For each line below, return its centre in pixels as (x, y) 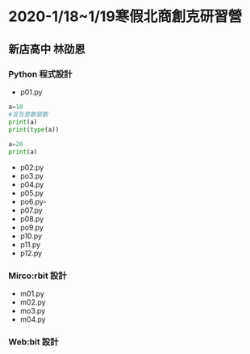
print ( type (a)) (34, 129)
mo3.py (33, 311)
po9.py (32, 228)
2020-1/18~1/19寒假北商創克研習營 (125, 17)
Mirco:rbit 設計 (37, 276)
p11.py (30, 244)
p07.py (31, 210)
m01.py (32, 294)
